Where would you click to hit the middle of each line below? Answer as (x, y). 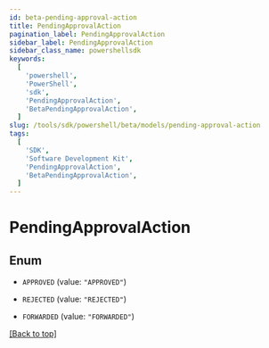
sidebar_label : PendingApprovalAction (81, 42)
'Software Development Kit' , (79, 158)
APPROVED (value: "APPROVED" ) (74, 282)
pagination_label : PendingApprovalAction (87, 34)
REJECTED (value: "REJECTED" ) (74, 299)
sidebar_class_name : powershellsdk (75, 51)
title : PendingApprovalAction (65, 26)
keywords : (28, 59)
